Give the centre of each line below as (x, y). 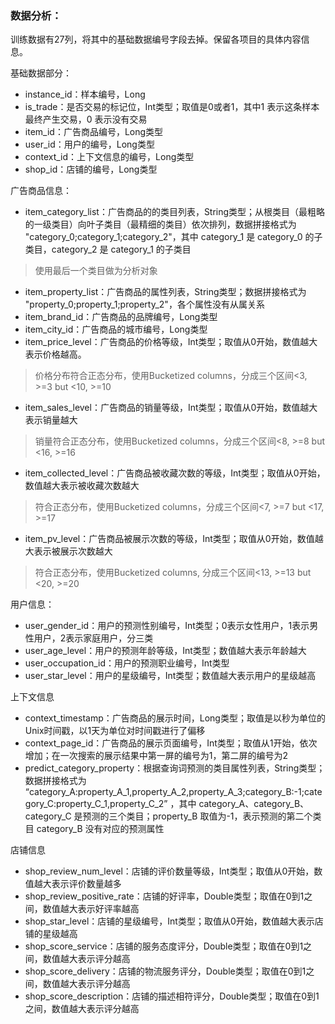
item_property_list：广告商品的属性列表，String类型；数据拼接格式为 (165, 292)
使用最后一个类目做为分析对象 (96, 271)
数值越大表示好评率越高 (91, 909)
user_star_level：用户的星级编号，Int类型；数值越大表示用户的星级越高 (170, 676)
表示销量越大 (51, 420)
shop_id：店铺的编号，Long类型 (91, 169)
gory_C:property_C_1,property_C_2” (96, 804)
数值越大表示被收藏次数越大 (82, 486)
